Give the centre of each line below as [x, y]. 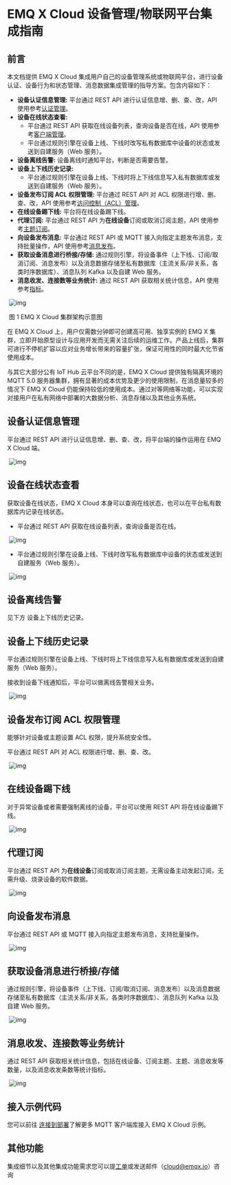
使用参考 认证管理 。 [44, 108]
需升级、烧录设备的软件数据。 [49, 879]
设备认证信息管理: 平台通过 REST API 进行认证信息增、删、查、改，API [117, 100]
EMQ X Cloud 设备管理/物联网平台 [104, 14]
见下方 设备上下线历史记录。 [47, 618]
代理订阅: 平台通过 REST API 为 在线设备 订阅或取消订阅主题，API [108, 220]
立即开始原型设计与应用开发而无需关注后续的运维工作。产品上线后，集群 [121, 340]
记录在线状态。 [46, 511]
